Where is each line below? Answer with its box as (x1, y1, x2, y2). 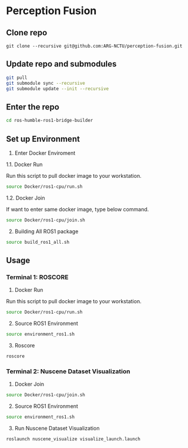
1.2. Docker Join (6, 194, 45, 201)
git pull (6, 75, 28, 81)
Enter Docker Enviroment (14, 149, 75, 157)
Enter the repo (6, 102, 60, 112)
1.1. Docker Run (6, 161, 43, 168)
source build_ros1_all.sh (6, 239, 69, 245)
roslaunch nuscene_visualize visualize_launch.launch (6, 436, 141, 442)
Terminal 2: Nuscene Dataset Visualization (6, 367, 130, 375)
